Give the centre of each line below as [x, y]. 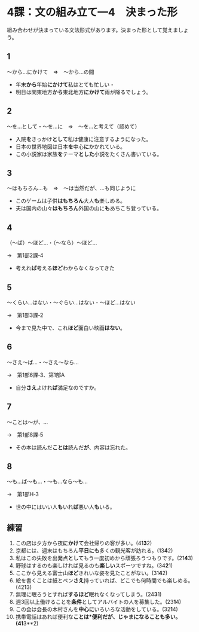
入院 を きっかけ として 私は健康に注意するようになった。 [83, 139]
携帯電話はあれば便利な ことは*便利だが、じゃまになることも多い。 [98, 617]
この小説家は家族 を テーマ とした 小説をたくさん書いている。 [89, 154]
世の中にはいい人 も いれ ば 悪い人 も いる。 [65, 507]
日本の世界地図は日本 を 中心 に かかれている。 [71, 146]
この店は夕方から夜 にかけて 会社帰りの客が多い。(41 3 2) [84, 543]
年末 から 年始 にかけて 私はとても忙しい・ [65, 84]
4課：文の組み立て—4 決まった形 [92, 12]
